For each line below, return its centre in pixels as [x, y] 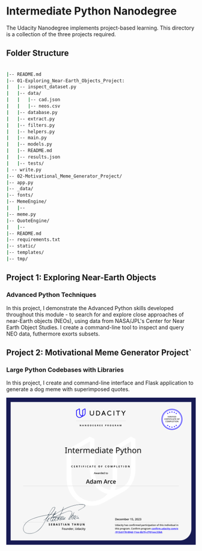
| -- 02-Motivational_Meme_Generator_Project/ [64, 176]
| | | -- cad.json [33, 100]
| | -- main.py [26, 138]
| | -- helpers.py [31, 132]
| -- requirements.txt [33, 240]
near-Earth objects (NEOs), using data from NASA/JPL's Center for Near [96, 320]
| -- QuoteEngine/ [28, 221]
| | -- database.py [32, 112]
